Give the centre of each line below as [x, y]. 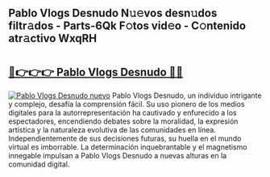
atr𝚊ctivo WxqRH [53, 38]
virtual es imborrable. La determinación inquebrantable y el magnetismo [128, 147]
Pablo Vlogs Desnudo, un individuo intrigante [187, 95]
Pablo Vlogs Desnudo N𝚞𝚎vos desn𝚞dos [113, 13]
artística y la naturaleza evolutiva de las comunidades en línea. [112, 130]
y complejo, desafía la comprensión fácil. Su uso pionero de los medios [127, 104]
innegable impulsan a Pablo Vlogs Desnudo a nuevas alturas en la [118, 156]
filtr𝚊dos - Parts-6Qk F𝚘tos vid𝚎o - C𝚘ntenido [127, 26]
